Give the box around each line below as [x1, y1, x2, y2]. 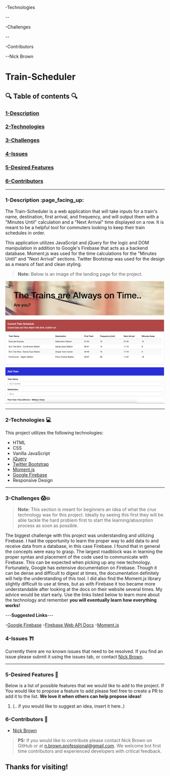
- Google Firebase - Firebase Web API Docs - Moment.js [5, 622, 119, 628]
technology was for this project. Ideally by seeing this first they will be [17, 511, 163, 518]
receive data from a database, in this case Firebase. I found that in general [5, 543, 160, 549]
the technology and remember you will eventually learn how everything [5, 597, 157, 603]
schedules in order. [5, 230, 46, 236]
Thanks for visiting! [5, 763, 68, 771]
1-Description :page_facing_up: [5, 197, 84, 204]
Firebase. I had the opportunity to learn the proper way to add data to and [5, 537, 159, 544]
